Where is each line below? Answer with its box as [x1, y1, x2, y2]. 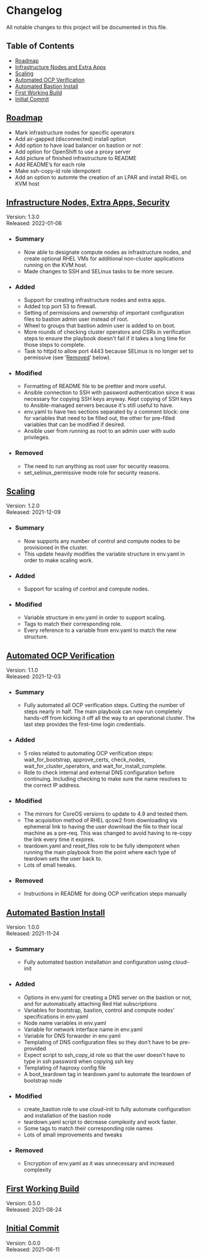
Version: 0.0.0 [6, 1239, 41, 1247]
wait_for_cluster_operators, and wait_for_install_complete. [23, 762, 167, 769]
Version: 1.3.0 [6, 213, 40, 220]
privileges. [23, 434, 50, 441]
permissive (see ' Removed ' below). [23, 353, 111, 361]
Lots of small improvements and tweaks [23, 1131, 122, 1138]
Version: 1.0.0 [6, 923, 40, 931]
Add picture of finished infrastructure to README [14, 154, 137, 161]
